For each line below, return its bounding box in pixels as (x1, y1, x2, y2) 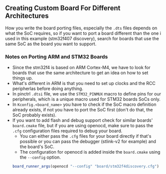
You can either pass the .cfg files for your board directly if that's (19, 133, 152, 139)
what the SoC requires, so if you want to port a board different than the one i (5, 30, 161, 36)
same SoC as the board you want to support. (5, 41, 97, 47)
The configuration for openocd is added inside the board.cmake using (19, 149, 161, 155)
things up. (12, 75, 33, 81)
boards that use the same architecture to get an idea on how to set (12, 70, 149, 76)
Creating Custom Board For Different (5, 4, 120, 12)
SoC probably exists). (12, 112, 56, 118)
